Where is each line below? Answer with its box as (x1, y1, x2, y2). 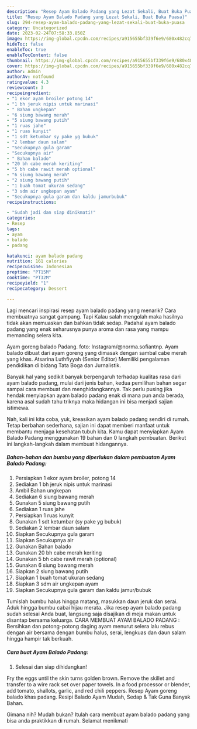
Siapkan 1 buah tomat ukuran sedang (15, 574, 105, 581)
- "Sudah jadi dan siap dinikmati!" (6, 210, 96, 215)
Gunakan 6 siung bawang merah (15, 562, 94, 569)
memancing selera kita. (6, 331, 63, 338)
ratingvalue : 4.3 (6, 80, 49, 85)
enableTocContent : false (6, 52, 67, 58)
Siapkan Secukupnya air (15, 537, 74, 544)
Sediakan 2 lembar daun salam (15, 525, 90, 532)
